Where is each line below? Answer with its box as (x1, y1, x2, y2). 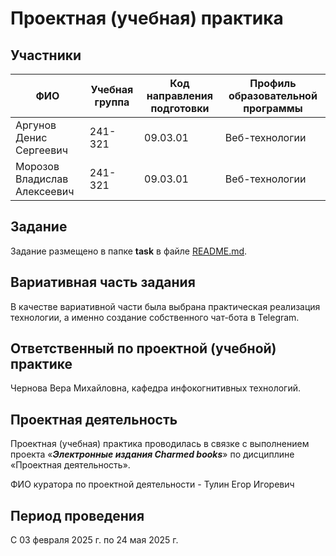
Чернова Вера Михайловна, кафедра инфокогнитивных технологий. (10, 382, 302, 394)
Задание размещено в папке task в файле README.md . (10, 245, 248, 257)
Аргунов (15, 118, 57, 132)
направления (146, 89, 213, 102)
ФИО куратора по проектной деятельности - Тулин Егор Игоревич (10, 478, 295, 491)
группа (94, 95, 130, 109)
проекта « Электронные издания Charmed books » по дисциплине (10, 448, 295, 461)
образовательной (228, 89, 318, 102)
